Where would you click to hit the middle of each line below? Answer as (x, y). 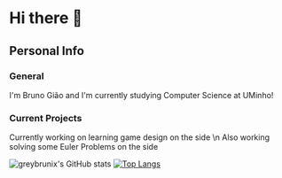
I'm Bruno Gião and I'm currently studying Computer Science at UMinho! (141, 95)
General (27, 76)
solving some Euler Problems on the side (84, 147)
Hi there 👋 (46, 18)
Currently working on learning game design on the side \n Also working (140, 137)
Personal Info (47, 51)
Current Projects (46, 118)
